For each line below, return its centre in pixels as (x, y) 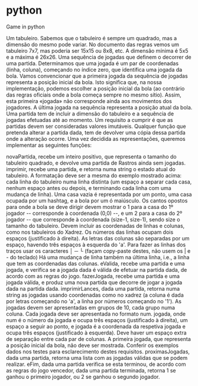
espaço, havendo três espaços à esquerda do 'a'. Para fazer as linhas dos (96, 245)
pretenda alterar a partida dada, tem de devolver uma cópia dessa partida (96, 132)
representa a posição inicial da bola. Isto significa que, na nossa (84, 82)
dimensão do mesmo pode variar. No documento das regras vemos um (92, 44)
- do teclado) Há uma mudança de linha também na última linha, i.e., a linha (98, 257)
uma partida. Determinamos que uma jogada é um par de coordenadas (92, 63)
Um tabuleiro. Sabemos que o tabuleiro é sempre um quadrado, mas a (92, 38)
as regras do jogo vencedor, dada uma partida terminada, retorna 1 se (91, 370)
